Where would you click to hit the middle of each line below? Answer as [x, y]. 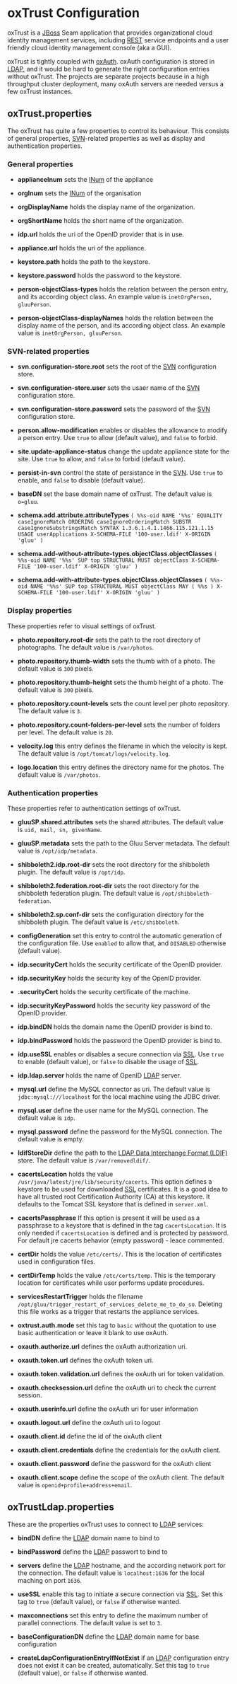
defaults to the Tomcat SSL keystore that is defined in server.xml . [113, 1204]
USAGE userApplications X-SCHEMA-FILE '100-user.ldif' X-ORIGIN [114, 535]
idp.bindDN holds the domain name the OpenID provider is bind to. [115, 1027]
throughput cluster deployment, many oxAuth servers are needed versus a [116, 83]
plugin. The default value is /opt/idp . [71, 872]
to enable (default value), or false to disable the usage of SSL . [108, 1061]
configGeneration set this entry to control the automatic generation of [120, 935]
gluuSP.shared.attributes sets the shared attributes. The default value [120, 821]
